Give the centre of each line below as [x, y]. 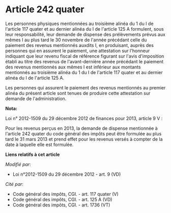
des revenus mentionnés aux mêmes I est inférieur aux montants [73, 67]
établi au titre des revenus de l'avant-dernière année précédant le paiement [84, 61]
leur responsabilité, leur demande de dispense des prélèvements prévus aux [85, 34]
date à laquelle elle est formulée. [39, 145]
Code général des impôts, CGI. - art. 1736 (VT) [61, 205]
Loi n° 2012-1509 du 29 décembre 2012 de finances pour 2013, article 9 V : [84, 118]
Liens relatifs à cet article [33, 154]
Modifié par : [18, 164]
